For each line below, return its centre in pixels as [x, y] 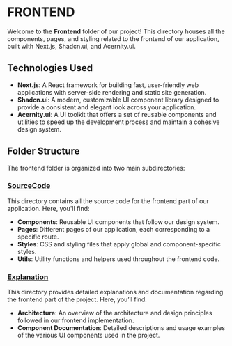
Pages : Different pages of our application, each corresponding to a [114, 229]
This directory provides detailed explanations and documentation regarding [115, 292]
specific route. [38, 237]
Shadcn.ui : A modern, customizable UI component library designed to [118, 100]
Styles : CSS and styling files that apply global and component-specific [119, 244]
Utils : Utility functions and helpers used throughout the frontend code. [118, 259]
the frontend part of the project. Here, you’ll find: [77, 299]
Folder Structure [44, 151]
